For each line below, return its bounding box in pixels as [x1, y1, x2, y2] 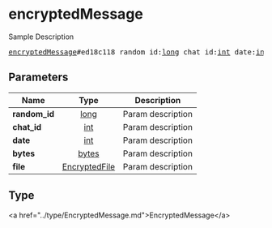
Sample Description [8, 32, 74, 41]
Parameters [8, 71, 69, 84]
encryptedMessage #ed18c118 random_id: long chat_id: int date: [8, 47, 257, 57]
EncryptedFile [62, 161, 116, 172]
